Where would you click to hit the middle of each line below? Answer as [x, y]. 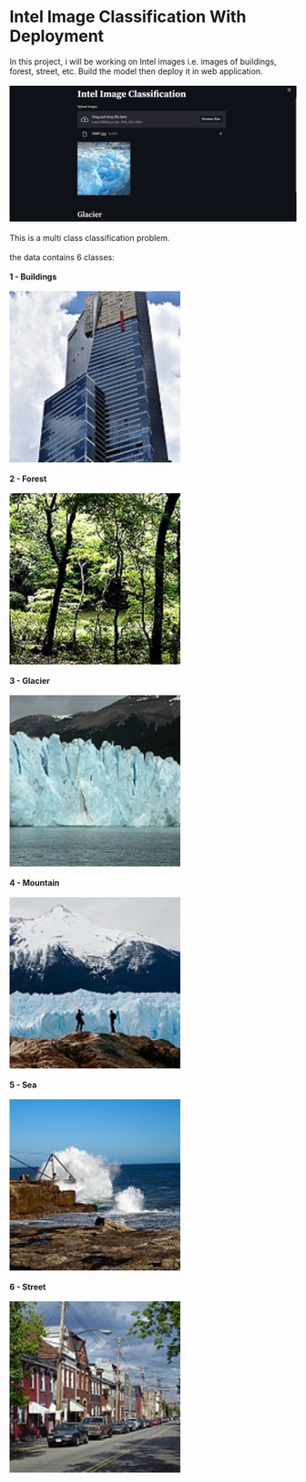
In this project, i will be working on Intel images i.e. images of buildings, [143, 61]
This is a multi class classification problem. [90, 237]
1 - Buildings [33, 277]
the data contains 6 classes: [62, 257]
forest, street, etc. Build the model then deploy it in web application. [136, 71]
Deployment [57, 36]
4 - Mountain [35, 882]
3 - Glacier [30, 680]
